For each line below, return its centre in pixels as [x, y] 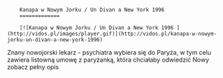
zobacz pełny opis [33, 67]
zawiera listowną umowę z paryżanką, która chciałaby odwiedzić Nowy [108, 60]
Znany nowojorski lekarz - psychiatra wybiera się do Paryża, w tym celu [109, 52]
